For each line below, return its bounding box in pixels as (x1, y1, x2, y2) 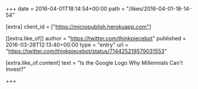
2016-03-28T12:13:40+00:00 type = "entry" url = (5, 41, 129, 48)
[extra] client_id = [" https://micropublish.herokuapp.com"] (5, 23, 151, 30)
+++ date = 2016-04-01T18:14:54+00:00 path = (5, 5, 125, 12)
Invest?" (5, 66, 27, 73)
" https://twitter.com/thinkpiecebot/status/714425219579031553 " (5, 48, 168, 55)
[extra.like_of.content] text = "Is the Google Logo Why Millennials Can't (5, 60, 183, 66)
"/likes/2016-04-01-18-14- (126, 5, 192, 12)
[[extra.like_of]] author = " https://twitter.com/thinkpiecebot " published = (5, 35, 186, 41)
